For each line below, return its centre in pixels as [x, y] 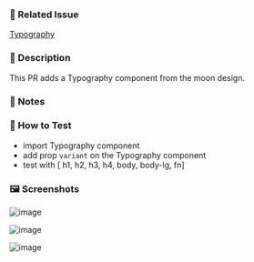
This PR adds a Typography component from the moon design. [127, 77]
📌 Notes [27, 101]
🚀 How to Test [41, 126]
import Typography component [81, 146]
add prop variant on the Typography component [114, 155]
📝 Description [40, 58]
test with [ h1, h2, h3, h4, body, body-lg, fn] [103, 165]
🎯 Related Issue [44, 15]
